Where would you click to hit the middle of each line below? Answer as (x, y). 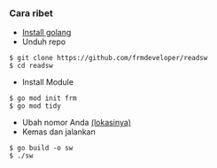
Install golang (46, 33)
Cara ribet (31, 13)
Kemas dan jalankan (58, 132)
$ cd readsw (31, 66)
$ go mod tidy (35, 106)
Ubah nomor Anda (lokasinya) (76, 123)
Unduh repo (44, 42)
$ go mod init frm (43, 99)
